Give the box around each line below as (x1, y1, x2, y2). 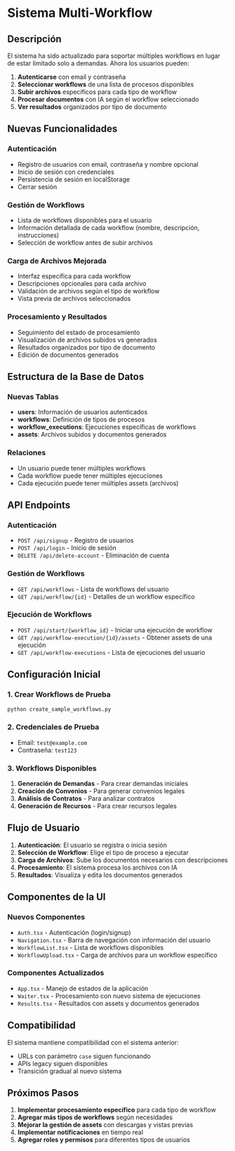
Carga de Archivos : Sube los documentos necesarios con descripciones (17, 856, 228, 864)
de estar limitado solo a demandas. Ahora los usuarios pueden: (7, 59, 189, 68)
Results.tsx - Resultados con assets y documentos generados (17, 999, 200, 1007)
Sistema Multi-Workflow (7, 5, 153, 21)
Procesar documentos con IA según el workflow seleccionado (17, 95, 199, 103)
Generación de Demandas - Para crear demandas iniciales (17, 780, 189, 787)
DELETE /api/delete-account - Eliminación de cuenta (17, 551, 170, 560)
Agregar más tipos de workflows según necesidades (17, 1113, 173, 1121)
